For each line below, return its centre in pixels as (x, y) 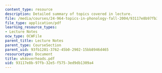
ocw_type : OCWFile (23, 36)
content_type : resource (29, 9)
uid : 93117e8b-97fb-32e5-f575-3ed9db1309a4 (49, 63)
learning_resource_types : (31, 27)
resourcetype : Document (29, 54)
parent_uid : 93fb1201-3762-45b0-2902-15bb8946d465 (57, 49)
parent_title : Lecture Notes (34, 41)
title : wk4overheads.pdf (30, 59)
